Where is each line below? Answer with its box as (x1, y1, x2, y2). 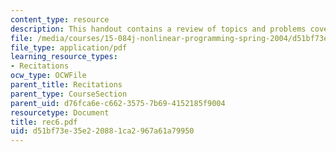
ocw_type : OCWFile (10, 71, 87, 81)
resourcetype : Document (10, 107, 110, 118)
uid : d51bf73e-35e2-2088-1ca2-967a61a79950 (10, 126, 195, 136)
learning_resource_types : (10, 52, 118, 62)
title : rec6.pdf (10, 117, 78, 127)
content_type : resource (10, 14, 110, 25)
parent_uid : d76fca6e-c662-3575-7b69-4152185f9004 (10, 98, 226, 108)
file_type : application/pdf (10, 42, 128, 53)
